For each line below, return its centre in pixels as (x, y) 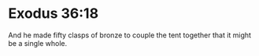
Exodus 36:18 (54, 14)
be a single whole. (38, 43)
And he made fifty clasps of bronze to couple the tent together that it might (130, 35)
